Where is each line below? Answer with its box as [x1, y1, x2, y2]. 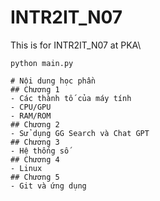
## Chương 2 [10, 119, 60, 130]
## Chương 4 [10, 154, 60, 165]
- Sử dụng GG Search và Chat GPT [10, 128, 150, 138]
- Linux [10, 163, 43, 173]
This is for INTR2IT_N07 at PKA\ [10, 39, 142, 51]
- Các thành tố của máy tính [10, 93, 132, 103]
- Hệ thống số [10, 146, 70, 156]
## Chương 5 [10, 172, 60, 182]
